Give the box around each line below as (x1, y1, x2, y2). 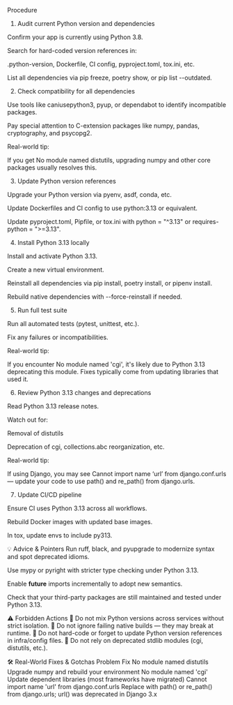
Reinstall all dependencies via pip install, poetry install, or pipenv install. (7, 279, 213, 287)
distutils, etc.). (7, 644, 48, 652)
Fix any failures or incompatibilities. (7, 333, 109, 341)
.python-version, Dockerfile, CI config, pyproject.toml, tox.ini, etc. (7, 60, 195, 68)
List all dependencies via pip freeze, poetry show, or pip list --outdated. (7, 73, 212, 82)
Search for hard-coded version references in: (7, 47, 137, 54)
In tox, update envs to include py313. (7, 531, 113, 540)
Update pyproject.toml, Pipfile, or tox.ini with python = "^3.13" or (7, 218, 191, 225)
